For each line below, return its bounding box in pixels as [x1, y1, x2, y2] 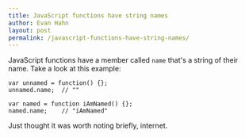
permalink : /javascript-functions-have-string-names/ [8, 33, 190, 42]
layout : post [8, 26, 52, 34]
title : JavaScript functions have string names [8, 11, 169, 20]
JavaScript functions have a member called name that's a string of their [8, 56, 239, 65]
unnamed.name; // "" [8, 86, 80, 94]
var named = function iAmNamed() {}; [8, 100, 133, 108]
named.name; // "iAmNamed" [8, 107, 109, 115]
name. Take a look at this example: [8, 64, 121, 74]
